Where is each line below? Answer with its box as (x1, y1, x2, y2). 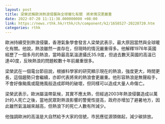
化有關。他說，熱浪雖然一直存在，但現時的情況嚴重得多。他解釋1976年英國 (5, 46, 157, 51)
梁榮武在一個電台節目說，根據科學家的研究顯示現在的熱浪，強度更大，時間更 (5, 68, 160, 74)
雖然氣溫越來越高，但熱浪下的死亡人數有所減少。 (9, 103, 109, 109)
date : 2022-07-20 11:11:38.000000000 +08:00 (5, 16, 98, 21)
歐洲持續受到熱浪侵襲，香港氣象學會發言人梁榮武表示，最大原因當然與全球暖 (5, 40, 160, 46)
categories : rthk (5, 25, 41, 30)
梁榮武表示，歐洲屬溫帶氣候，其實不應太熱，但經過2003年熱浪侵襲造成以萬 (5, 91, 158, 97)
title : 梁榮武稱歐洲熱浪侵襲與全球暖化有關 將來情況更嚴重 (5, 12, 112, 17)
